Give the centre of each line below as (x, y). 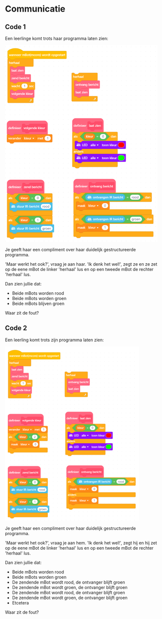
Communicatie (35, 9)
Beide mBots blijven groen (38, 303)
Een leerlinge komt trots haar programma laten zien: (57, 38)
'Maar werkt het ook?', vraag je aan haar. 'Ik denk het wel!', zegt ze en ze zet (81, 264)
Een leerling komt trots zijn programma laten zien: (54, 340)
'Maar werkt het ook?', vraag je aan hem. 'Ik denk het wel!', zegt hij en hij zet (81, 543)
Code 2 (16, 328)
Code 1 (15, 27)
